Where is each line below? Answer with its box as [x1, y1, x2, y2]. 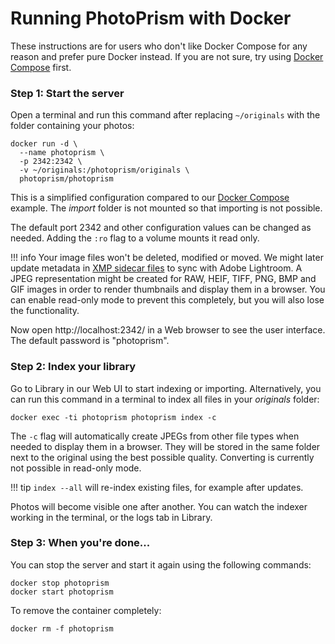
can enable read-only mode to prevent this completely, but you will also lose [10, 294, 325, 306]
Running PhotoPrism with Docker [10, 7, 292, 30]
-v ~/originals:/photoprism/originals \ [19, 165, 190, 176]
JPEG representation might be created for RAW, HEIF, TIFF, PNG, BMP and [10, 273, 317, 285]
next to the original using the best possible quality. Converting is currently [10, 451, 315, 463]
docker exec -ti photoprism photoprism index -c [10, 412, 217, 422]
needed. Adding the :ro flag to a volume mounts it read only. [10, 232, 260, 244]
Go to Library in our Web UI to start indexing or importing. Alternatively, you [10, 382, 322, 394]
